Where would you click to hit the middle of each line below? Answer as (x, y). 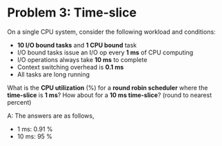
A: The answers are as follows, (51, 116)
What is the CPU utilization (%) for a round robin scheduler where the (108, 87)
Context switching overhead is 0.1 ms (70, 67)
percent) (19, 102)
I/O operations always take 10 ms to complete (82, 59)
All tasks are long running (53, 74)
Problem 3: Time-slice (72, 13)
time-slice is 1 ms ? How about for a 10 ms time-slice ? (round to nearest (110, 95)
